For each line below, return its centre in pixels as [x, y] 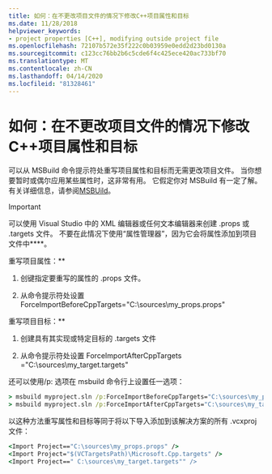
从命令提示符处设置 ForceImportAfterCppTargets [101, 356]
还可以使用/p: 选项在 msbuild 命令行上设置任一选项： [96, 382]
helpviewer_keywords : [45, 31]
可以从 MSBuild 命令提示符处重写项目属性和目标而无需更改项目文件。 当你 [132, 170]
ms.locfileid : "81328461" [52, 83]
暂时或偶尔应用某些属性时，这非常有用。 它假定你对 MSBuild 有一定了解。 [138, 181]
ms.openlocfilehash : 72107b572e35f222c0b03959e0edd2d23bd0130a [117, 46]
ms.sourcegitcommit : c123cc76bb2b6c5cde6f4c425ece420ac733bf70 [117, 53]
